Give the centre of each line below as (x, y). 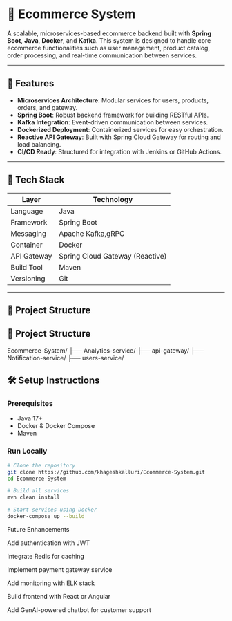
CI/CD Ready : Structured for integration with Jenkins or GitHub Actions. (119, 151)
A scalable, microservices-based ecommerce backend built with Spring (109, 33)
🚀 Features (31, 83)
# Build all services (38, 491)
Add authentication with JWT (49, 543)
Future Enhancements (38, 529)
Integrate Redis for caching (46, 556)
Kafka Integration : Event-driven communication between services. (113, 122)
